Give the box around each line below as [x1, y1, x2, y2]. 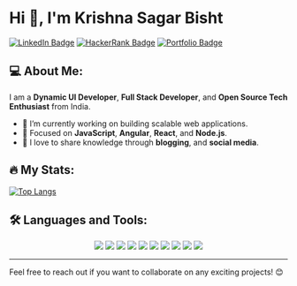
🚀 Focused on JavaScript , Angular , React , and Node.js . [21, 127, 228, 138]
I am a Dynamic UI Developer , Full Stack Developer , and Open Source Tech [9, 92, 288, 102]
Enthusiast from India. [9, 101, 91, 111]
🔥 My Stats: [9, 162, 75, 177]
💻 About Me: [9, 64, 84, 79]
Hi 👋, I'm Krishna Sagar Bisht [9, 8, 224, 28]
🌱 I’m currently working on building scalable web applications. [21, 118, 248, 129]
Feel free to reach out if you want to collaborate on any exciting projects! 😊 [9, 267, 285, 277]
